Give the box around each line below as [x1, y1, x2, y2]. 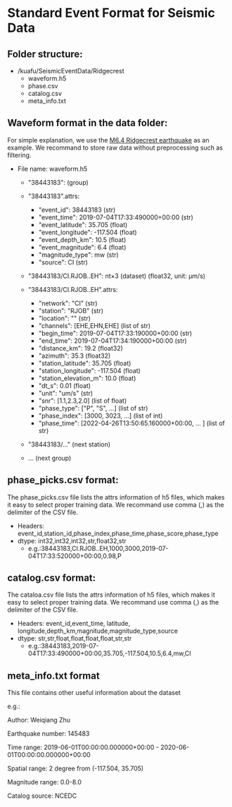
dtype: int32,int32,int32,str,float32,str [17, 536, 127, 545]
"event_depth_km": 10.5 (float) [38, 235, 127, 244]
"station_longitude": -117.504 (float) [38, 366, 141, 375]
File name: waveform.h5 [17, 164, 88, 173]
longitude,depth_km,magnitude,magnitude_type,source [17, 626, 178, 636]
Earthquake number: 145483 [7, 729, 90, 738]
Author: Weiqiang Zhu [7, 716, 71, 724]
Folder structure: [7, 48, 83, 60]
